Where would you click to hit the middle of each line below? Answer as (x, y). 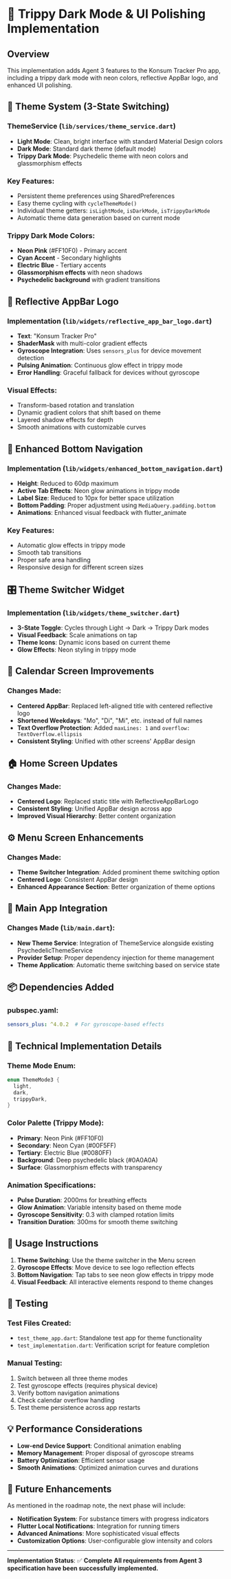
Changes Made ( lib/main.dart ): (61, 928)
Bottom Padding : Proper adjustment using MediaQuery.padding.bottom (116, 505)
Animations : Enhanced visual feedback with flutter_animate (102, 512)
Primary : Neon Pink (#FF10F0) (60, 1138)
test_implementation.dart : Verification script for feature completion (113, 1345)
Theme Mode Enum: (42, 1065)
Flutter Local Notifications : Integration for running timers (98, 1526)
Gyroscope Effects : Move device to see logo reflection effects (106, 1267)
